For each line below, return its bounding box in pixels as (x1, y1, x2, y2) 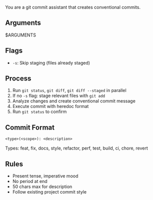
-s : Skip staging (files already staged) (12, 59, 90, 65)
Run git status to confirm (12, 108, 67, 114)
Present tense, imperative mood (12, 173, 78, 179)
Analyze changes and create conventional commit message (12, 98, 136, 104)
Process (5, 74, 31, 83)
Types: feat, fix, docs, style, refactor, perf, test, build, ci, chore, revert (5, 145, 148, 151)
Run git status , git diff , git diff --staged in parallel (12, 87, 126, 93)
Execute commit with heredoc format (12, 103, 89, 109)
